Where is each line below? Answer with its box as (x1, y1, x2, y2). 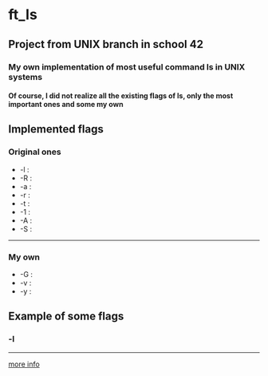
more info (8, 359, 40, 369)
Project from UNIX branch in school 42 (8, 38, 203, 51)
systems (8, 71, 42, 82)
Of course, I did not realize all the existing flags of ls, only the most (8, 91, 234, 101)
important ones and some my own (8, 100, 124, 109)
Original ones (8, 146, 61, 157)
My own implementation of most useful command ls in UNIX (8, 61, 246, 73)
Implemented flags (8, 122, 104, 137)
